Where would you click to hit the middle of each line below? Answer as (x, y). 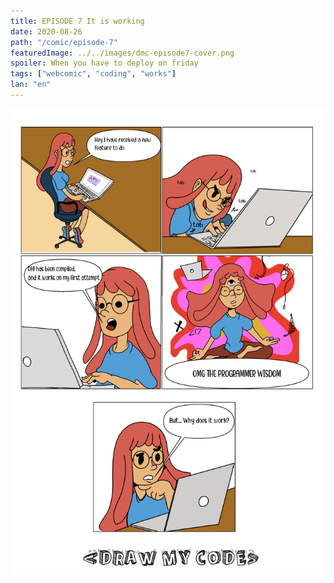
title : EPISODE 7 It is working (77, 21)
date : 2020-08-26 (46, 31)
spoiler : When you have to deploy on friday (104, 63)
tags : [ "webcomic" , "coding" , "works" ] (93, 74)
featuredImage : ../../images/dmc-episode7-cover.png (122, 53)
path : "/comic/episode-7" (64, 42)
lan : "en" (31, 85)
